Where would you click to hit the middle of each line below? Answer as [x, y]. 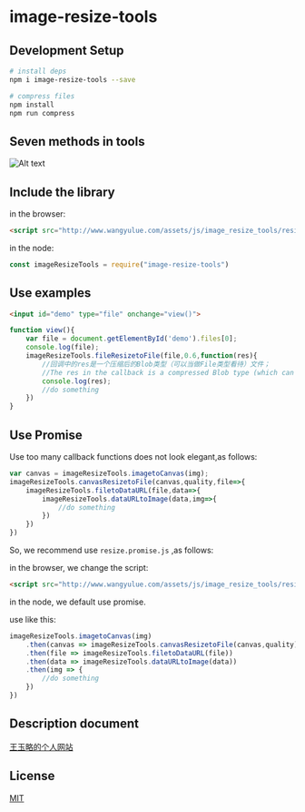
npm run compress [42, 113]
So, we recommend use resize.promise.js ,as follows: [112, 550]
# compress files [42, 96]
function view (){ [42, 330]
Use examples [50, 293]
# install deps [38, 71]
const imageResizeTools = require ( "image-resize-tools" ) [119, 264]
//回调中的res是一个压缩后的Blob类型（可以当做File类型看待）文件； [156, 364]
